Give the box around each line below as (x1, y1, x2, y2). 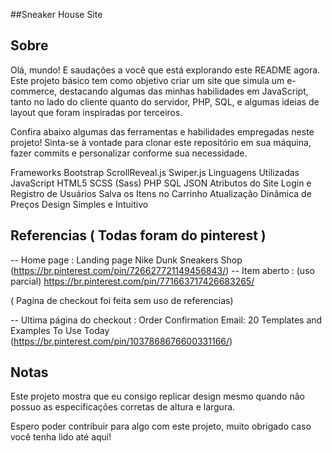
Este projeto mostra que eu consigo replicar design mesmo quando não (10, 390, 305, 403)
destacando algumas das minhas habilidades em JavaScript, (59, 85, 309, 97)
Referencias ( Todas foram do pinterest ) (10, 227, 267, 244)
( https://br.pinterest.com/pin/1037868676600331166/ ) (10, 335, 233, 347)
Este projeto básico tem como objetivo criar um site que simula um (10, 74, 285, 86)
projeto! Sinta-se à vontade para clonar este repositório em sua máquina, (10, 136, 312, 148)
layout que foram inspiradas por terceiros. (10, 106, 183, 118)
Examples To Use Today (10, 324, 110, 336)
